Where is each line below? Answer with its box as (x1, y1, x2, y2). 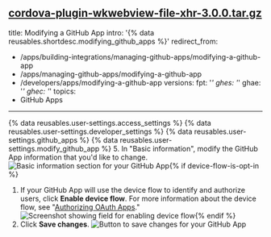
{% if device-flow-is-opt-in (169, 160, 260, 170)
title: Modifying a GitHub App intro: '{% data (8, 27, 155, 37)
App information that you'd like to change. (8, 152, 148, 162)
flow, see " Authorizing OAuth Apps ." (19, 202, 140, 212)
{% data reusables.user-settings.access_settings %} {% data (8, 118, 211, 127)
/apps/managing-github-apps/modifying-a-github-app (19, 69, 202, 79)
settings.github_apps (8, 135, 78, 144)
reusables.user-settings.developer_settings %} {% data (8, 127, 193, 136)
